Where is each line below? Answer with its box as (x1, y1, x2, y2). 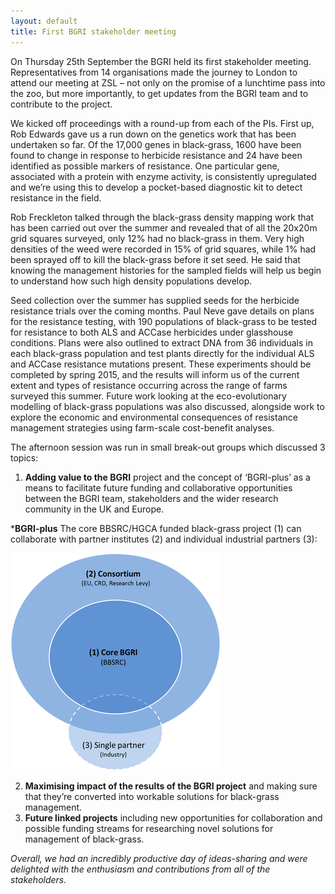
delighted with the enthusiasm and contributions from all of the (10, 863, 271, 875)
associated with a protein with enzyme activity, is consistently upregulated (10, 170, 317, 182)
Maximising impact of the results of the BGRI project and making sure (24, 780, 318, 792)
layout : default (10, 16, 78, 26)
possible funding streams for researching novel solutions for (24, 822, 274, 834)
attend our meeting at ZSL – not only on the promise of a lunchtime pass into (10, 76, 326, 89)
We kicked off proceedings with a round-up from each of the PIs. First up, (10, 117, 315, 129)
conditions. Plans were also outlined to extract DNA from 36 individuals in (10, 336, 313, 349)
